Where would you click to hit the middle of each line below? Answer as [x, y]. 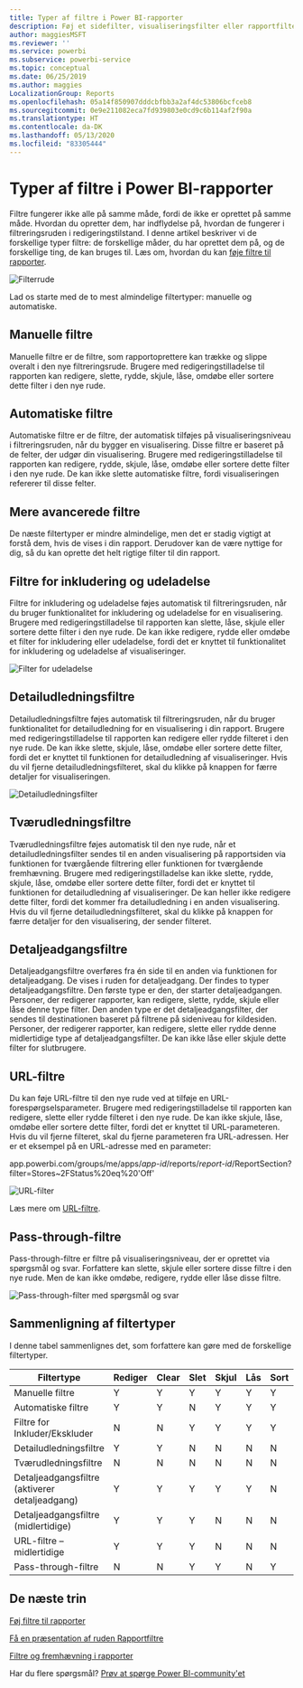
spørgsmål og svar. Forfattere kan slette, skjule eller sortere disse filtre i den [151, 1268]
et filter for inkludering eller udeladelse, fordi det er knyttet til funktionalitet [148, 641]
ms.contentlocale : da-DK [56, 127]
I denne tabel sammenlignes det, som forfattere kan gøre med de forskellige [150, 1345]
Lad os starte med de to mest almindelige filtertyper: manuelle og [131, 297]
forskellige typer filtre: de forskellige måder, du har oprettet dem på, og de [147, 242]
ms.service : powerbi [48, 52]
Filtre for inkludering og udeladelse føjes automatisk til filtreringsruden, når [148, 603]
